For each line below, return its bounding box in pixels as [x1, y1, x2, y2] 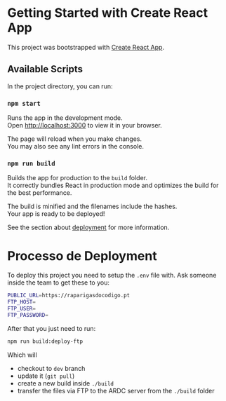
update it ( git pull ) [17, 372, 75, 380]
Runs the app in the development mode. [7, 114, 123, 122]
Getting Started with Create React [7, 5, 208, 21]
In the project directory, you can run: [7, 82, 113, 90]
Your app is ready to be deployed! [7, 210, 105, 218]
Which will [7, 351, 37, 359]
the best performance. [7, 189, 72, 197]
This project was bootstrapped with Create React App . [7, 43, 165, 51]
